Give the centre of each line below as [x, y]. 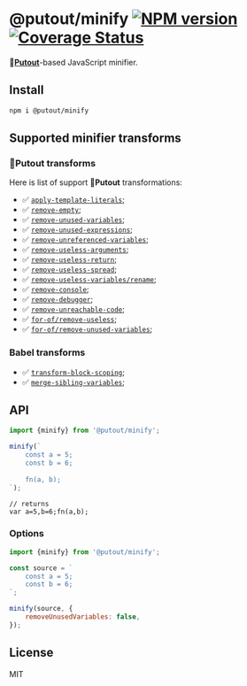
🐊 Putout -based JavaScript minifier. [74, 62]
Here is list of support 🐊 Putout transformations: [96, 182]
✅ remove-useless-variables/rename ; [89, 280]
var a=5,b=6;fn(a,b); [49, 512]
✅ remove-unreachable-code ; [73, 309]
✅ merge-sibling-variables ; [73, 382]
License [31, 653]
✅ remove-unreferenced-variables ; [85, 240]
